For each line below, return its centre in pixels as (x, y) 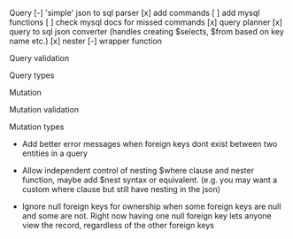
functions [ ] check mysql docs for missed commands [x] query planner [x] (146, 22)
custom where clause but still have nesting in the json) (121, 189)
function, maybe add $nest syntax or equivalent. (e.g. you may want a (150, 180)
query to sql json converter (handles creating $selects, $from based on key (147, 31)
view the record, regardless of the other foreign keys (118, 225)
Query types (32, 75)
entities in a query (55, 153)
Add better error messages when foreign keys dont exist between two (150, 144)
